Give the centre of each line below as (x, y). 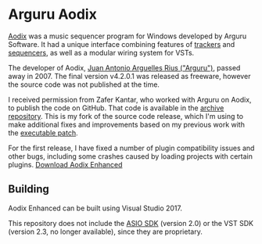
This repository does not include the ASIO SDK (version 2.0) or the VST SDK (131, 223)
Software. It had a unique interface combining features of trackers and (122, 44)
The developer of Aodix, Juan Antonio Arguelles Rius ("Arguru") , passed (124, 67)
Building (29, 189)
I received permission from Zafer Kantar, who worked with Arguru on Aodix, (130, 99)
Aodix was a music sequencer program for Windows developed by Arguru (127, 36)
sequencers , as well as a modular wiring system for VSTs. (101, 52)
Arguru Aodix (53, 14)
